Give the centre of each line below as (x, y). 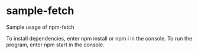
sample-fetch (40, 11)
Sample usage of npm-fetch (40, 27)
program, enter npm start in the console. (55, 45)
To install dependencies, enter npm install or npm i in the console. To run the (99, 38)
